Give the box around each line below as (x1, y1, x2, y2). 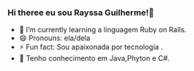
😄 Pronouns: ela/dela (18, 33, 91, 43)
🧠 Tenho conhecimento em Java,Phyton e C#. (18, 54, 170, 63)
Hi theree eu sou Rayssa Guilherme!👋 (7, 7, 155, 18)
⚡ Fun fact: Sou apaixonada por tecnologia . (18, 43, 164, 52)
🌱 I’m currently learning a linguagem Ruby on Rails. (18, 25, 187, 35)
